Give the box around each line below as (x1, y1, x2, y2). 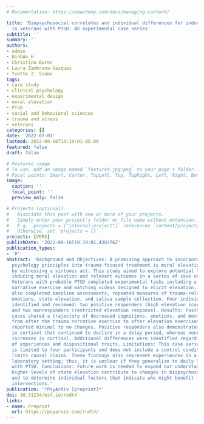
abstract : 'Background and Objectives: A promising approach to (6, 256, 172, 262)
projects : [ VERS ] (6, 234, 50, 240)
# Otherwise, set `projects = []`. (6, 228, 102, 234)
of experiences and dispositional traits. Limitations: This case (12, 341, 183, 347)
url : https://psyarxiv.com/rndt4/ (12, 409, 99, 415)
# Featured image (6, 160, 50, 167)
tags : (6, 77, 20, 83)
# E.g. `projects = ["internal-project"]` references (6, 222, 151, 228)
